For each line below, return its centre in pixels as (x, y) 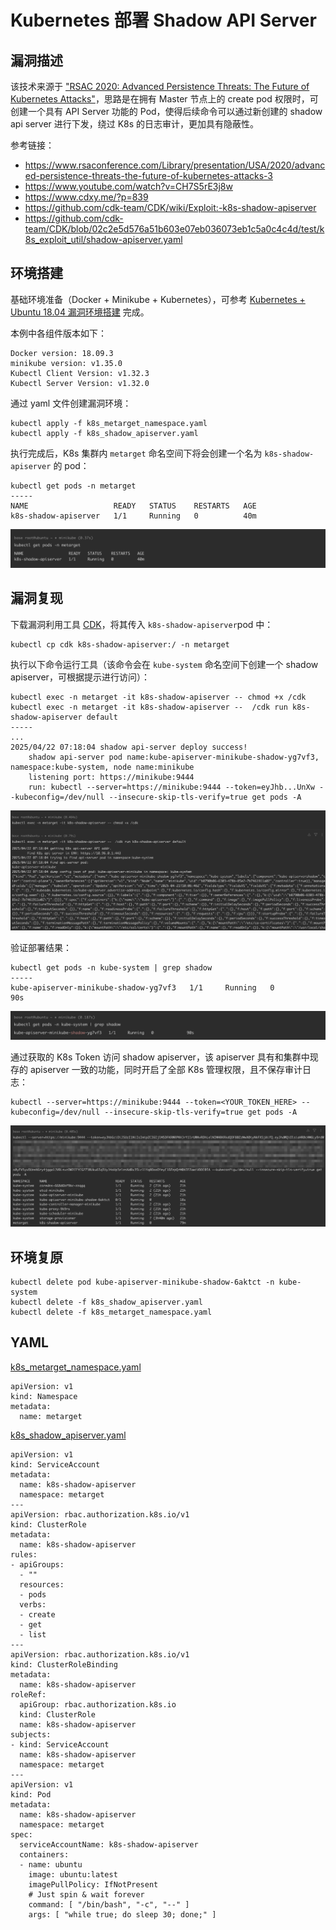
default (102, 717)
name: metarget (51, 1416)
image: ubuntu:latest (73, 1874)
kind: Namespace (44, 1396)
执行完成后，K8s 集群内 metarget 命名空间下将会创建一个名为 (136, 453)
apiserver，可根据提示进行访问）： (80, 677)
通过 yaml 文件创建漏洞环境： (71, 403)
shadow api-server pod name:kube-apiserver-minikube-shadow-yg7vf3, (174, 757)
